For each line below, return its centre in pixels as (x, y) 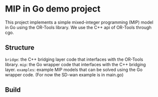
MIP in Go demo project (53, 9)
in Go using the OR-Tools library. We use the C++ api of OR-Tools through (78, 27)
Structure (20, 48)
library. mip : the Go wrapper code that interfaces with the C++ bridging (75, 64)
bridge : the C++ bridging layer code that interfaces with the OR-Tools (74, 59)
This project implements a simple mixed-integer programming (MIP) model (79, 22)
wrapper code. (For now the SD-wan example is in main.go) (65, 75)
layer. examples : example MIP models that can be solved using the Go (74, 69)
